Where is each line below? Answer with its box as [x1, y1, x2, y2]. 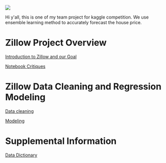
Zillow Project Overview [5, 37, 107, 49]
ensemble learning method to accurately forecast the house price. [5, 20, 142, 25]
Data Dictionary [5, 152, 38, 158]
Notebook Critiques [5, 63, 46, 69]
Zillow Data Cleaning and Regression [5, 81, 161, 92]
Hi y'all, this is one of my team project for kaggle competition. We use [5, 14, 149, 20]
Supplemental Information [5, 135, 117, 147]
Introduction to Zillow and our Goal [5, 53, 77, 60]
